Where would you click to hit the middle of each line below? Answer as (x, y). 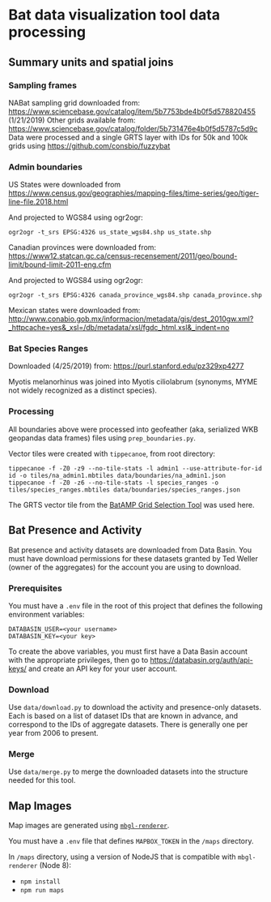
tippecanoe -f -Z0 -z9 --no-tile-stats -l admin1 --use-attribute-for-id (135, 468)
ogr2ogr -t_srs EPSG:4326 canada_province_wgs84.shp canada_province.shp (135, 295)
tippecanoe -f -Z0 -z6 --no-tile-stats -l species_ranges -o (114, 483)
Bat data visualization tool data (114, 15)
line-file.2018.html (38, 202)
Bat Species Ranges (49, 349)
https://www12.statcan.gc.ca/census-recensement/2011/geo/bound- (123, 256)
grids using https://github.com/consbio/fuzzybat (89, 146)
